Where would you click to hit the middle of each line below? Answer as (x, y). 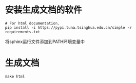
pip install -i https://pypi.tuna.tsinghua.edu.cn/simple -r (68, 27)
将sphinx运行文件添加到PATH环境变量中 (45, 41)
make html (15, 76)
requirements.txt (23, 32)
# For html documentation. (32, 23)
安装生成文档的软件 (44, 10)
